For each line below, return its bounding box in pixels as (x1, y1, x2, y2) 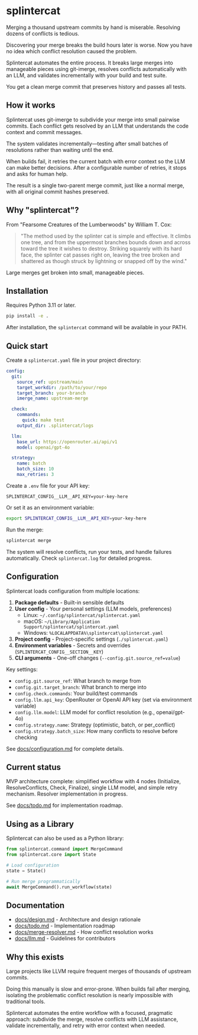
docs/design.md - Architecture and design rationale (14, 916, 141, 923)
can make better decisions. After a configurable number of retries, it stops (6, 164, 187, 171)
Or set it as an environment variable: (6, 504, 95, 511)
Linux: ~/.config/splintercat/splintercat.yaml (23, 611, 141, 618)
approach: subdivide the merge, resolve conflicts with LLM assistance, (6, 1015, 178, 1023)
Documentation (6, 900, 65, 910)
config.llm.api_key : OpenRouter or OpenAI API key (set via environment (14, 696, 192, 703)
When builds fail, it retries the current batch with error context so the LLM (6, 158, 185, 165)
